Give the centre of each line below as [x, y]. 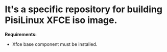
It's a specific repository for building [84, 9]
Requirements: [21, 34]
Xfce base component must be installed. [55, 44]
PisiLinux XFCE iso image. [61, 20]
